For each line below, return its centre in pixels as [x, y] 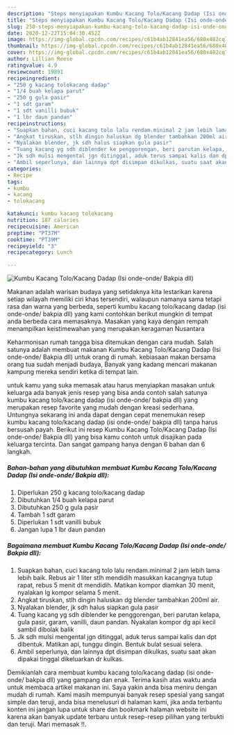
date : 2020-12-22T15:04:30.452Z [54, 33]
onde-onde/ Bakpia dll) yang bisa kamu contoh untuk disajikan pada [105, 437]
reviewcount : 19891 [35, 72]
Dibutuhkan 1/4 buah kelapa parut [66, 500]
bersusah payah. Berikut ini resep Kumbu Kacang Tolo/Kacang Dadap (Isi [112, 430]
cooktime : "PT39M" [34, 240]
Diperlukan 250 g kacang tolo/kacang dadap [81, 493]
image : [17, 40]
